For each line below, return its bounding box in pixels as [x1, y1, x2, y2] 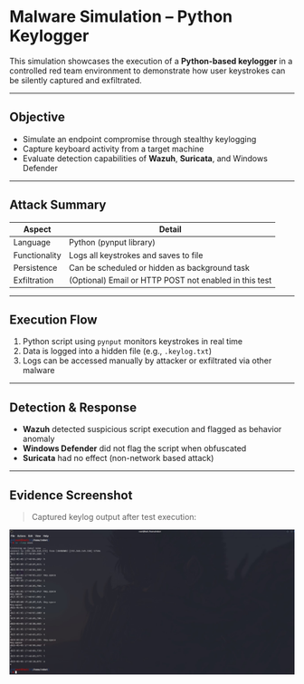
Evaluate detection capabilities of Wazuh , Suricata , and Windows [22, 152, 269, 164]
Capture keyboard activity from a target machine [22, 143, 204, 154]
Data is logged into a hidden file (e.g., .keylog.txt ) [22, 346, 213, 357]
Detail [158, 224, 183, 235]
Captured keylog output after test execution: [31, 512, 197, 522]
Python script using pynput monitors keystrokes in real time [22, 336, 242, 347]
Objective [9, 110, 66, 125]
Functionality [13, 249, 62, 260]
